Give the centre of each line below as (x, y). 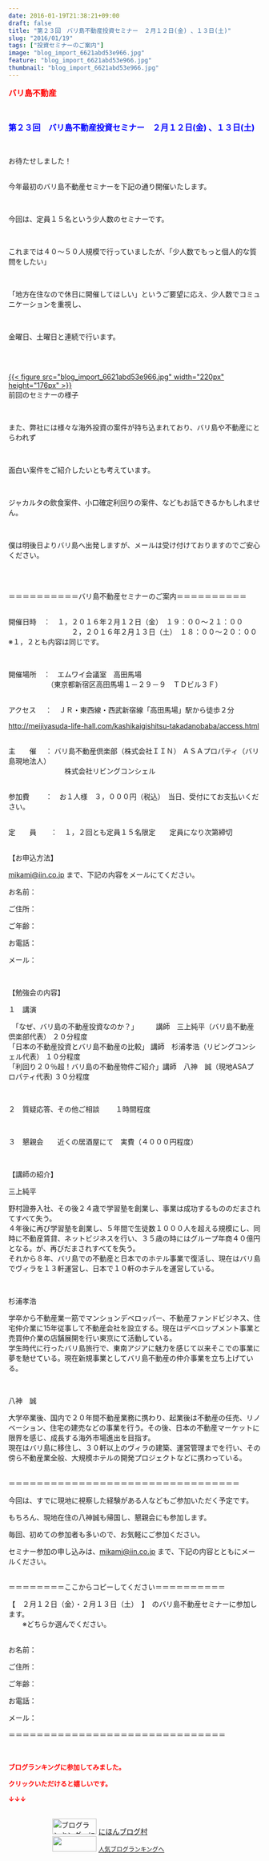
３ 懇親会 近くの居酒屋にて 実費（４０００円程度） (103, 1141)
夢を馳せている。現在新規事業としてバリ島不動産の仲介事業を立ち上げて (127, 1358)
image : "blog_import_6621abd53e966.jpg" (77, 53)
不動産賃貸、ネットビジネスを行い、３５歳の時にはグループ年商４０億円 (141, 1238)
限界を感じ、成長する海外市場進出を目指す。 (82, 1437)
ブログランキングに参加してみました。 (67, 1767)
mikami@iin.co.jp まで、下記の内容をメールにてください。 (104, 874)
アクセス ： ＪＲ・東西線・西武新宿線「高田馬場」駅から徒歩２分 (121, 709)
